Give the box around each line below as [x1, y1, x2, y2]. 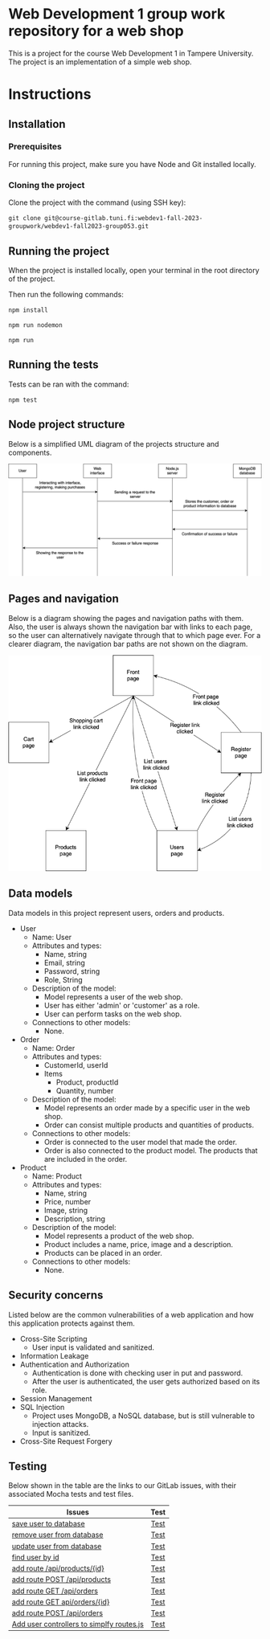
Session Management [19, 1393, 92, 1403]
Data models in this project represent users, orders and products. [8, 908, 225, 918]
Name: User [31, 932, 72, 942]
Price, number [43, 1196, 92, 1206]
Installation [8, 117, 66, 131]
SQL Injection [19, 1402, 65, 1412]
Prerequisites [8, 141, 62, 153]
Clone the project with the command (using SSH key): [8, 198, 186, 207]
